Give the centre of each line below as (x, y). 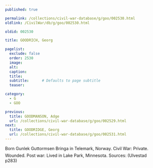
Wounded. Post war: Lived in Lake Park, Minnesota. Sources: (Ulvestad (76, 155)
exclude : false (25, 54)
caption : (18, 72)
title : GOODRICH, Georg (29, 40)
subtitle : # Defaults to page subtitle (55, 81)
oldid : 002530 (19, 32)
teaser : (17, 85)
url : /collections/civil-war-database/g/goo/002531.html (68, 134)
